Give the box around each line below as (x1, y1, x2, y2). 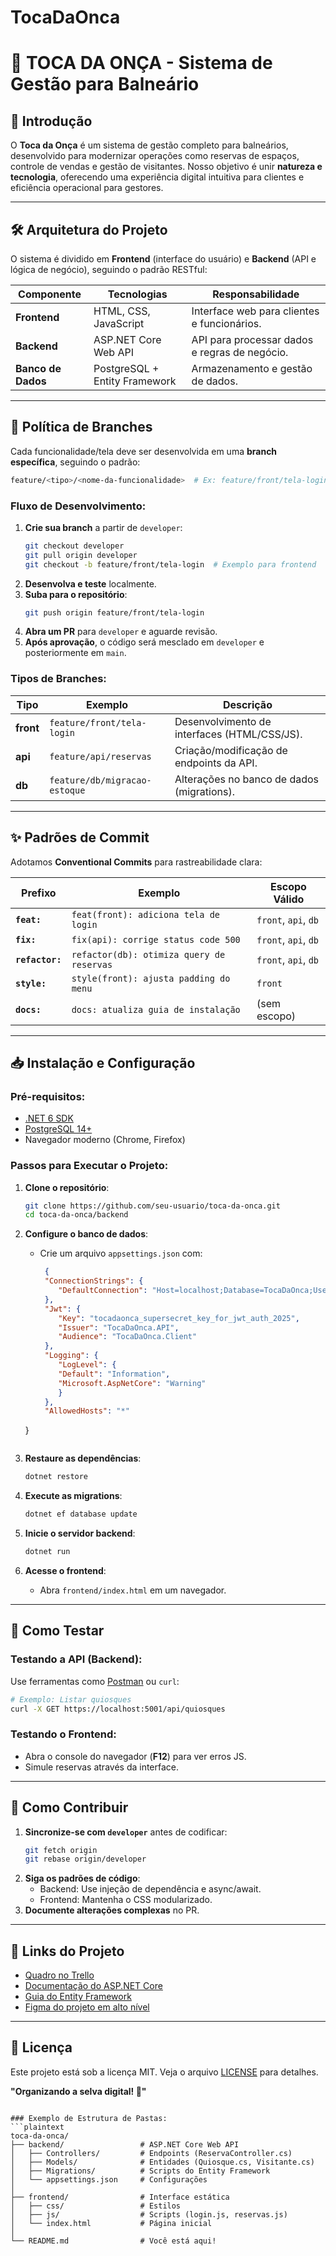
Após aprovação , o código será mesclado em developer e (24, 636, 265, 648)
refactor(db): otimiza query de (71, 949, 226, 960)
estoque (49, 784, 86, 796)
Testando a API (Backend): (10, 1652, 143, 1666)
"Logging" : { (44, 1351, 99, 1361)
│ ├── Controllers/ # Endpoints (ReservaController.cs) (10, 2148, 293, 2158)
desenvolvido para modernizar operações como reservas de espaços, (10, 150, 300, 162)
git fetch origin (24, 1845, 98, 1855)
